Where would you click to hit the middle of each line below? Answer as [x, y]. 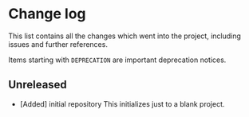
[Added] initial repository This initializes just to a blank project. [122, 103]
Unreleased [38, 85]
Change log [47, 14]
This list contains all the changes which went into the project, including [125, 36]
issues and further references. [58, 44]
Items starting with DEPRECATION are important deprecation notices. [117, 60]
